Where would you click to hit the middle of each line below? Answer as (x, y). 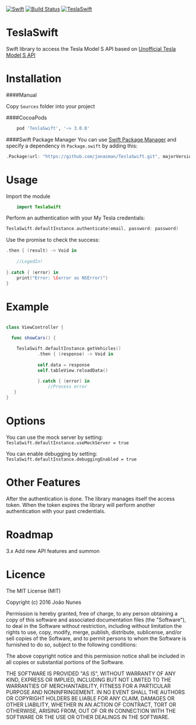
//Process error (67, 387)
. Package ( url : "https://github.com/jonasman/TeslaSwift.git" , (83, 156)
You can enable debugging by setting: (52, 453)
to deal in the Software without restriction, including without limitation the (94, 626)
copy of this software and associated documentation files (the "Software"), (96, 620)
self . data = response (64, 365)
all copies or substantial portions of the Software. (65, 662)
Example (27, 307)
